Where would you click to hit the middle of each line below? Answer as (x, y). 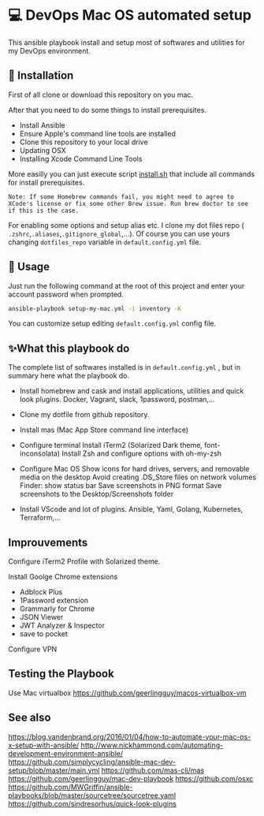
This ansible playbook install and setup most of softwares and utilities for (127, 42)
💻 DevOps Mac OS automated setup (130, 15)
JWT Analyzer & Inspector (62, 626)
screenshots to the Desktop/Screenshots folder (97, 494)
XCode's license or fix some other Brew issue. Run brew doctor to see (128, 203)
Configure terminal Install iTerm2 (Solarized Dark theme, (111, 445)
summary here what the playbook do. (69, 376)
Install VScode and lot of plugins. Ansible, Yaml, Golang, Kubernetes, (131, 509)
